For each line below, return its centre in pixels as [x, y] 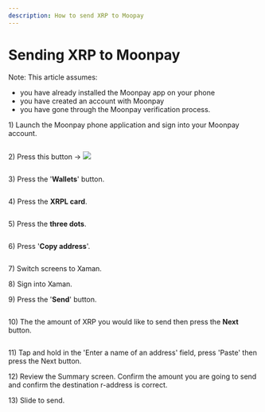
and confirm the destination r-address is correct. [88, 385]
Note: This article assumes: [53, 77]
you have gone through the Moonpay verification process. [115, 109]
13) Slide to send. [37, 400]
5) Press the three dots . [47, 223]
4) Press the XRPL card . [48, 201]
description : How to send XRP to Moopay [76, 16]
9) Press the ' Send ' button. [53, 299]
